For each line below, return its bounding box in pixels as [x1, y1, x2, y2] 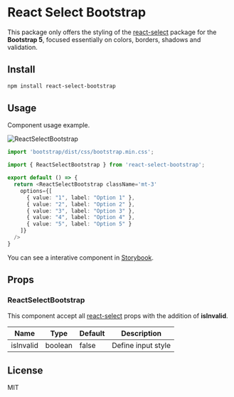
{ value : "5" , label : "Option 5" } [26, 221, 132, 228]
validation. [7, 43, 38, 51]
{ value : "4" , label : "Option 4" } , [26, 214, 135, 221]
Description [120, 328, 162, 338]
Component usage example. [7, 121, 90, 129]
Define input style [111, 340, 171, 350]
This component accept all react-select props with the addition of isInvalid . [7, 311, 229, 320]
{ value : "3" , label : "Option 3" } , [26, 207, 135, 214]
